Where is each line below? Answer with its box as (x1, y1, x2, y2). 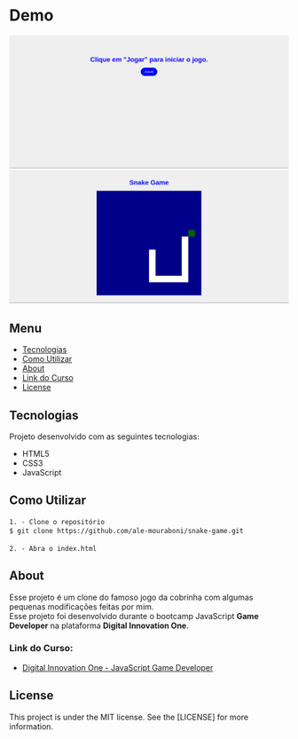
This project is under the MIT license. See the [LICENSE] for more (9, 711, 249, 722)
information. (9, 720, 54, 732)
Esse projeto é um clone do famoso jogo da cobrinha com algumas (9, 592, 254, 602)
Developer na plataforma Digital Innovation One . (9, 620, 189, 631)
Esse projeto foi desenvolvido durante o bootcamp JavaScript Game (9, 610, 259, 621)
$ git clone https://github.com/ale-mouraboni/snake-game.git (9, 526, 244, 535)
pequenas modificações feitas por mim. (9, 601, 154, 612)
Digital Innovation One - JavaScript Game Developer (21, 662, 214, 672)
